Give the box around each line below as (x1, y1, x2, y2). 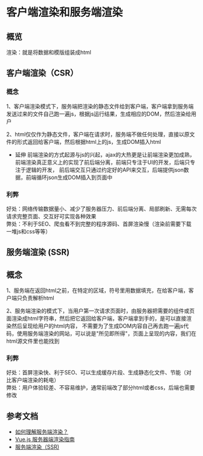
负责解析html (22, 295, 54, 302)
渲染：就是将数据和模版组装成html (6, 49, 92, 56)
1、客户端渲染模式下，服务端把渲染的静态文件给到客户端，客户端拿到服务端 (6, 102, 194, 109)
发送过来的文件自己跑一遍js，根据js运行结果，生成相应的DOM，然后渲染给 (6, 110, 192, 117)
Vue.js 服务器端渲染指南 (14, 436, 75, 443)
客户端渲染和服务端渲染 (6, 5, 123, 19)
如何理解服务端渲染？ (14, 428, 68, 435)
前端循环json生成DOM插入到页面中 (25, 174, 113, 181)
